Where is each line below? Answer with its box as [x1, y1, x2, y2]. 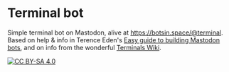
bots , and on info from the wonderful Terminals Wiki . [7, 43, 161, 52]
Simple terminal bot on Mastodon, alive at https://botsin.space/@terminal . [7, 28, 223, 37]
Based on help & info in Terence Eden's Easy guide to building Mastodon [7, 35, 220, 44]
